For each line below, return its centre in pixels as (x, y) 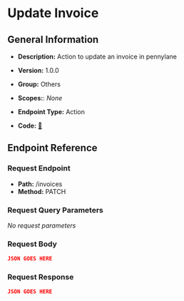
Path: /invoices (40, 184)
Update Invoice (53, 13)
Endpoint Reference (52, 148)
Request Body (32, 244)
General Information (53, 40)
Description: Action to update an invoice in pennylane (97, 56)
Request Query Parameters (55, 210)
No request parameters (42, 225)
